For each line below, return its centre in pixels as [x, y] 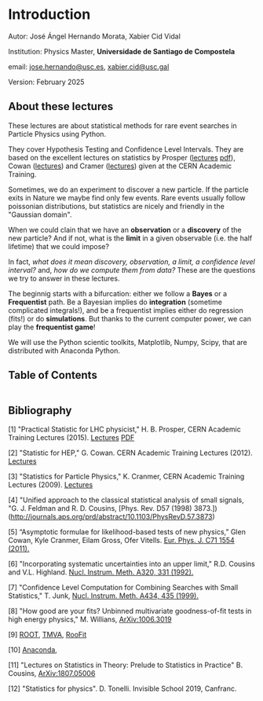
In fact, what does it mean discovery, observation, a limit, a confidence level [131, 262]
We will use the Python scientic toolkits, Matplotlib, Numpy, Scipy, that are [128, 342]
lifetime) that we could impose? [59, 246]
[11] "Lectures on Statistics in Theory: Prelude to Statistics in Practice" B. [126, 665]
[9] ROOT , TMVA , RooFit [47, 635]
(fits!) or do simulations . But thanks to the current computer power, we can [130, 318]
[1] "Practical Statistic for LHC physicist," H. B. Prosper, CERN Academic [124, 429]
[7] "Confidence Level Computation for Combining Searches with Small [123, 588]
